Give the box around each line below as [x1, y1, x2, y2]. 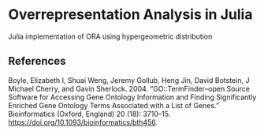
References [8, 54, 66, 68]
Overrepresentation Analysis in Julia [8, 6, 253, 24]
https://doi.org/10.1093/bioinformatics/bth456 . [8, 117, 158, 127]
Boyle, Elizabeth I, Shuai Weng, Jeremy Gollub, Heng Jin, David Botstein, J [8, 75, 250, 84]
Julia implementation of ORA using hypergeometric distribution [8, 32, 213, 41]
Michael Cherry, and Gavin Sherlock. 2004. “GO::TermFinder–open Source [8, 84, 251, 93]
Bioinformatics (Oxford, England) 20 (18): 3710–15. [8, 109, 171, 118]
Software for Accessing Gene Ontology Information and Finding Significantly [8, 92, 257, 102]
